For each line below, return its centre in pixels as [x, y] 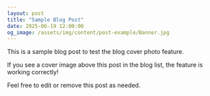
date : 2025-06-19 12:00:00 [45, 26]
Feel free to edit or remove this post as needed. [74, 85]
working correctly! [33, 72]
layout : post [26, 13]
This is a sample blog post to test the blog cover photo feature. [96, 52]
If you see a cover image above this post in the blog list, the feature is [105, 65]
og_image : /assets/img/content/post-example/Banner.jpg [88, 32]
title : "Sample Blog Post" [45, 20]
